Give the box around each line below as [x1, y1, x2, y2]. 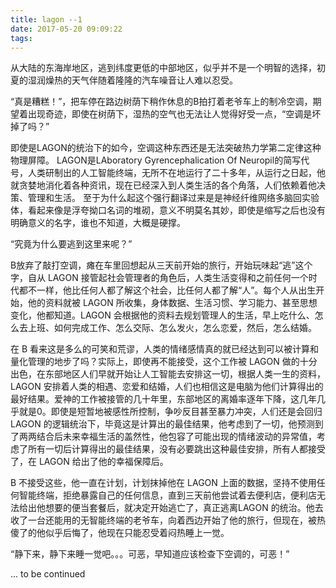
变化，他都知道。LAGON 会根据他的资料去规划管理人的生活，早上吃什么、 [10, 309, 315, 321]
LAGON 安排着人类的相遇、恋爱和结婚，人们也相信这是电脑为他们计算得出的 [10, 381, 324, 393]
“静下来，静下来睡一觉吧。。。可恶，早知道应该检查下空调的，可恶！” [10, 548, 290, 560]
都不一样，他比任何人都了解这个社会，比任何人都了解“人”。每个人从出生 [18, 284, 317, 296]
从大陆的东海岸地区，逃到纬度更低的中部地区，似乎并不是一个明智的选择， [10, 62, 317, 74]
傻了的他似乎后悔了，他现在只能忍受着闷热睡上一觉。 [10, 527, 230, 539]
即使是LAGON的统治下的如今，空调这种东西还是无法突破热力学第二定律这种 [10, 142, 322, 154]
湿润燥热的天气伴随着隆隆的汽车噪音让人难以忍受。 [27, 74, 238, 86]
